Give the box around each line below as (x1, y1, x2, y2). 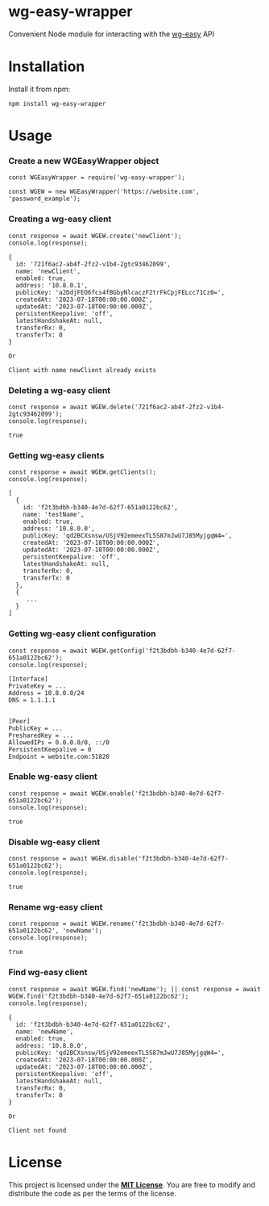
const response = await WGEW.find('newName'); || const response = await (8, 985, 262, 993)
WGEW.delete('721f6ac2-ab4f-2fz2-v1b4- (91, 403, 226, 411)
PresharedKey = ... (8, 731, 74, 739)
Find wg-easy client (8, 967, 88, 978)
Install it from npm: (8, 84, 71, 94)
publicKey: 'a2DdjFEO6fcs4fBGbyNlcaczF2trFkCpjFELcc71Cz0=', (15, 288, 226, 296)
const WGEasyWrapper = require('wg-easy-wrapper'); (8, 174, 185, 182)
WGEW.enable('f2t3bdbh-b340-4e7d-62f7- (91, 789, 226, 798)
